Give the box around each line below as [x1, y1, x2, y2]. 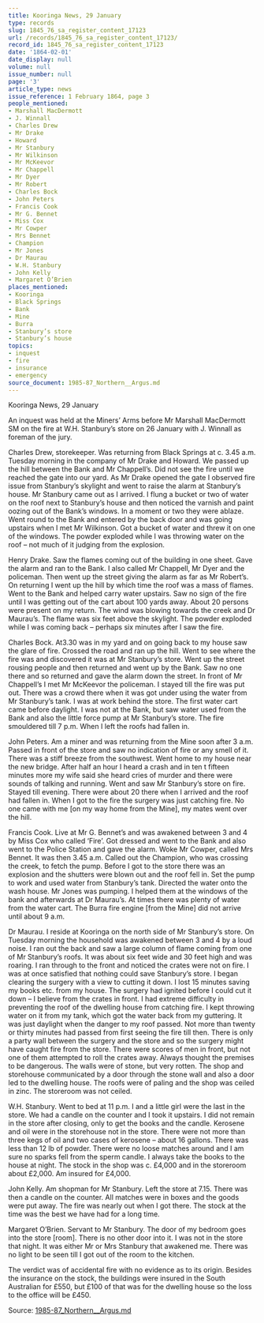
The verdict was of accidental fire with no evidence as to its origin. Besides [8, 1265, 252, 1275]
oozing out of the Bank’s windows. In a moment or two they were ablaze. [8, 506, 244, 516]
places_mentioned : [8, 284, 69, 291]
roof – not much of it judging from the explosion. [8, 540, 165, 550]
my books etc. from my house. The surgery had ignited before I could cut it [8, 986, 252, 995]
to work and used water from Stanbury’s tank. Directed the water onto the [8, 878, 248, 888]
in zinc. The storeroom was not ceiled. [8, 1087, 132, 1096]
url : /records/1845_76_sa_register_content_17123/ [8, 33, 178, 42]
